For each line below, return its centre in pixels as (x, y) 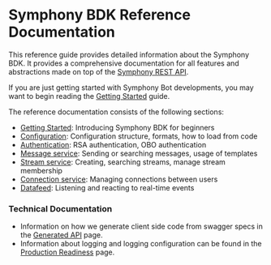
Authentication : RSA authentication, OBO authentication (113, 144)
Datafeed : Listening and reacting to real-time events (107, 187)
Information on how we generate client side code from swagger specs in (142, 227)
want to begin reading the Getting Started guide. (89, 96)
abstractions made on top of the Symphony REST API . (99, 71)
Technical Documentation (60, 208)
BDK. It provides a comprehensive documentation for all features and (124, 63)
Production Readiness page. (67, 252)
